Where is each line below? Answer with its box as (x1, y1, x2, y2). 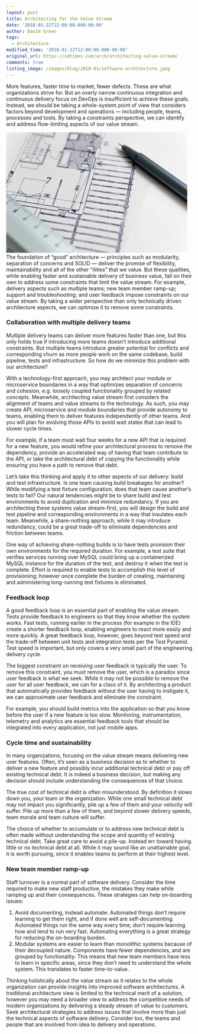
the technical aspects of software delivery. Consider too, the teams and (6, 1014, 180, 1022)
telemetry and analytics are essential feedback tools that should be (6, 718, 170, 725)
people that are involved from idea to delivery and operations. (6, 1020, 157, 1028)
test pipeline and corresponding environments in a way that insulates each (6, 510, 187, 517)
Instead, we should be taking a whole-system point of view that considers (6, 101, 186, 109)
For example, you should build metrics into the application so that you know (6, 705, 190, 712)
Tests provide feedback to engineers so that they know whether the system (6, 613, 190, 620)
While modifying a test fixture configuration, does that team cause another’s (6, 485, 191, 492)
